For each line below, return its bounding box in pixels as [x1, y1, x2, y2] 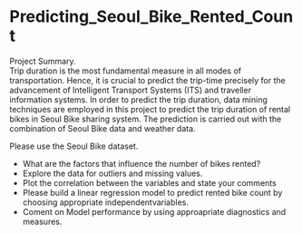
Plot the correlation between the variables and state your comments [22, 177, 277, 188]
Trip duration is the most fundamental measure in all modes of [9, 65, 242, 76]
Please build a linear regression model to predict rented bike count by [22, 187, 283, 198]
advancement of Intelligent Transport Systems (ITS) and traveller [9, 84, 252, 95]
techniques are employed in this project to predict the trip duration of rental [9, 103, 291, 114]
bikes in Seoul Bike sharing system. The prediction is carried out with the [9, 113, 282, 124]
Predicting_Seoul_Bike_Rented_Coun [9, 6, 294, 27]
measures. [22, 216, 63, 227]
